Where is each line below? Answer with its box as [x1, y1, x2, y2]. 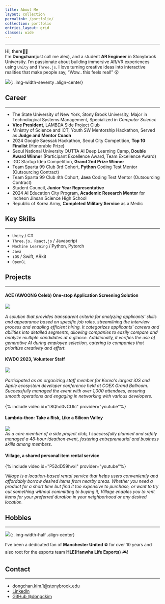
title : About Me [5, 7, 38, 12]
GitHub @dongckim [12, 593, 53, 599]
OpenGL [12, 259, 26, 264]
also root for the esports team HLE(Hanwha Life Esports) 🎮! [5, 549, 129, 555]
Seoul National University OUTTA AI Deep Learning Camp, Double [12, 148, 146, 154]
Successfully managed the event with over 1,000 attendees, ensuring [5, 388, 146, 393]
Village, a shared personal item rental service [5, 452, 100, 459]
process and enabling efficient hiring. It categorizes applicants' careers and [5, 324, 160, 330]
